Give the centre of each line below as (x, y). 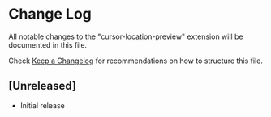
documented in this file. (48, 44)
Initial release (42, 105)
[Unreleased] (43, 86)
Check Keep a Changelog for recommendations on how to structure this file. (136, 61)
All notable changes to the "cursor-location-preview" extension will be (126, 36)
